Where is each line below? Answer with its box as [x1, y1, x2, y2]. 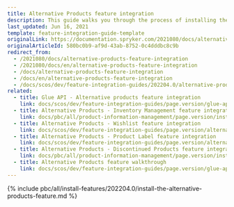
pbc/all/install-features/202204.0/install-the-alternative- [40, 184, 203, 192]
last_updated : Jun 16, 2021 [7, 23, 89, 30]
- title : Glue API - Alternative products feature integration [13, 94, 201, 101]
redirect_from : [7, 49, 52, 56]
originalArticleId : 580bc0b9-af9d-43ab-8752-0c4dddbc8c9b [7, 42, 179, 49]
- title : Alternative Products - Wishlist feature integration [13, 119, 201, 127]
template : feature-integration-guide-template [7, 29, 145, 37]
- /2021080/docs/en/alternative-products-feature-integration [13, 62, 198, 69]
